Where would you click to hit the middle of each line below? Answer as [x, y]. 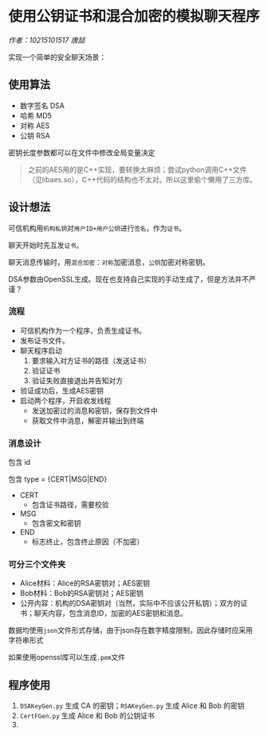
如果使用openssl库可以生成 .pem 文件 [67, 658]
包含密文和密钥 [56, 523]
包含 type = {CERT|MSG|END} [58, 479]
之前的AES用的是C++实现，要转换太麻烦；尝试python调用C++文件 [137, 170]
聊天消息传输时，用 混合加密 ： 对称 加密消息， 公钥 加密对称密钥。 [109, 262]
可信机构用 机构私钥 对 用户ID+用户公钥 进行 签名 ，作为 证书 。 [97, 228]
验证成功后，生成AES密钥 [61, 390]
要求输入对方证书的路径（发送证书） [91, 360]
